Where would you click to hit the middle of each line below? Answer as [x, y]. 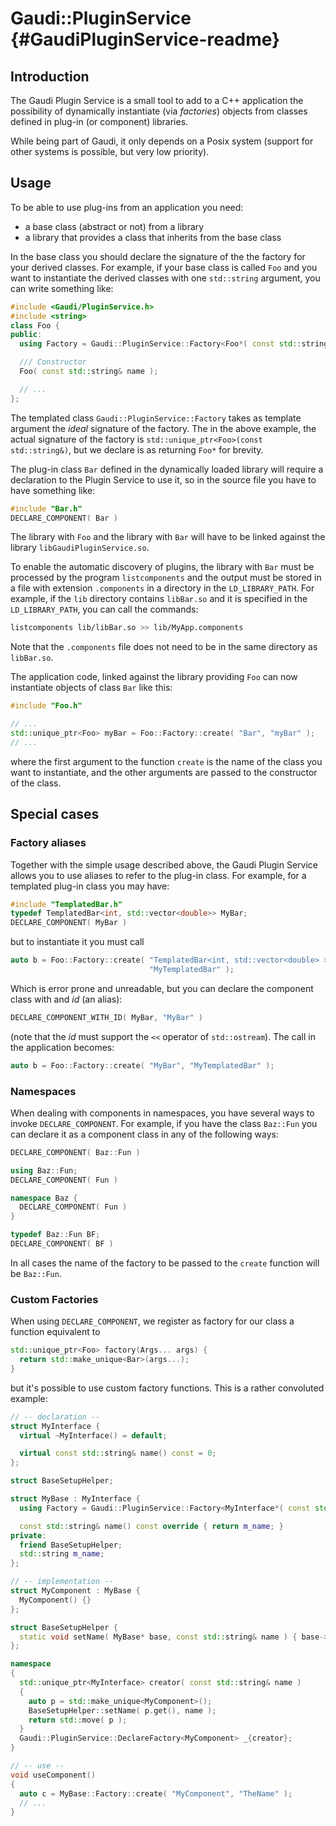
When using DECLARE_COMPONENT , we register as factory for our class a [152, 1321]
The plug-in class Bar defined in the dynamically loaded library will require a [167, 469]
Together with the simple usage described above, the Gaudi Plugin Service [164, 864]
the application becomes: [62, 1047]
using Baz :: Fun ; [44, 1170]
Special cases [55, 814]
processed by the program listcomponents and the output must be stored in [166, 578]
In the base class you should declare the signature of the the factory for [158, 256]
